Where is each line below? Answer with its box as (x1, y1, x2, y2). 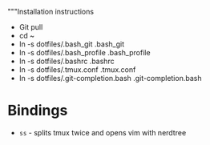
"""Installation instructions (7, 7, 94, 16)
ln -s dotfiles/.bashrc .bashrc (18, 56, 115, 66)
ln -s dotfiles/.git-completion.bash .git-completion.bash (18, 74, 202, 83)
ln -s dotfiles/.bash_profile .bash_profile (18, 48, 151, 57)
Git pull (18, 22, 43, 31)
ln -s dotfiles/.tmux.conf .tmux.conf (18, 65, 136, 75)
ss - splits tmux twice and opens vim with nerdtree (18, 127, 187, 137)
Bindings (7, 102, 68, 119)
